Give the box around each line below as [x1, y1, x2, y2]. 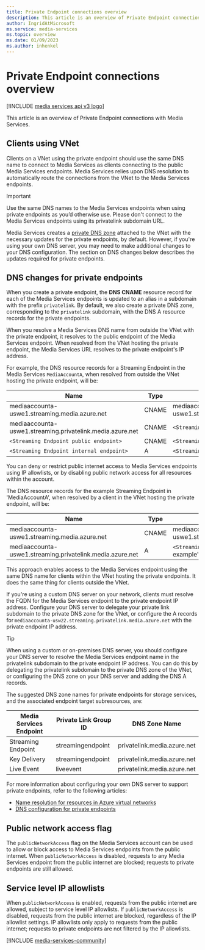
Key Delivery [9, 755, 46, 763]
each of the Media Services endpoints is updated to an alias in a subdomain [6, 295, 197, 303]
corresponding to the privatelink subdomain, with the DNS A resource [6, 308, 185, 315]
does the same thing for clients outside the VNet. [6, 579, 129, 586]
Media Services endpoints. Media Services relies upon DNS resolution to [6, 167, 189, 175]
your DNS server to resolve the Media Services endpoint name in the [6, 653, 179, 661]
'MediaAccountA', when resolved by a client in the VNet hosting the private [6, 494, 195, 501]
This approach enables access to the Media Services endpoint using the [6, 566, 188, 574]
